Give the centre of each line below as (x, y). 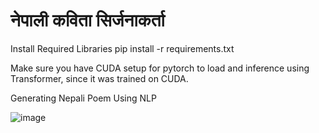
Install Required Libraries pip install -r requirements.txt (122, 48)
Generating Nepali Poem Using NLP (83, 98)
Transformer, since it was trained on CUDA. (99, 78)
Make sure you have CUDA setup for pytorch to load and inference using (160, 68)
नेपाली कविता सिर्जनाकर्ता (87, 20)
